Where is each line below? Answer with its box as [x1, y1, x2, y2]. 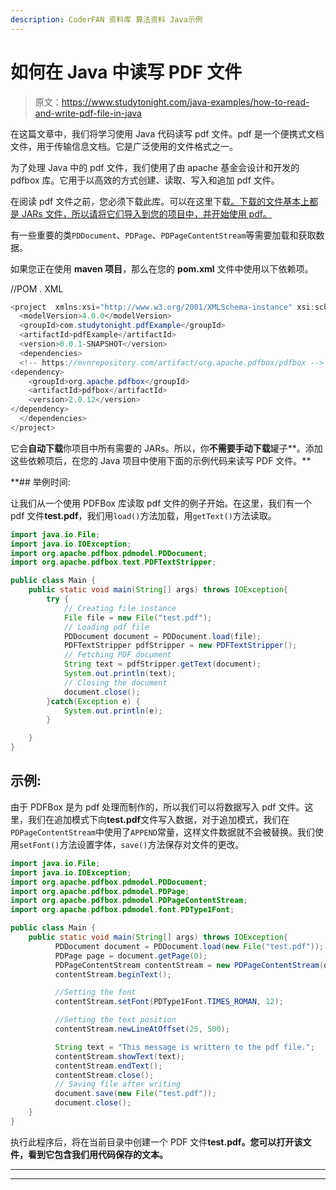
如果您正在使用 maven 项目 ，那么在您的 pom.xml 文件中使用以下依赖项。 [10, 262, 314, 275]
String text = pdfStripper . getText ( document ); [63, 659, 262, 670]
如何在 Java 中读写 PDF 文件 [10, 61, 243, 83]
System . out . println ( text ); [63, 669, 177, 679]
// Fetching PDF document [63, 650, 172, 660]
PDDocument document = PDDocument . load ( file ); [63, 631, 262, 641]
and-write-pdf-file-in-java [34, 107, 142, 119]
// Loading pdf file [63, 622, 150, 632]
